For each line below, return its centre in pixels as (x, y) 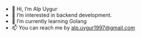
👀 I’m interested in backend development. (62, 15)
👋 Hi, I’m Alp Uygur (34, 9)
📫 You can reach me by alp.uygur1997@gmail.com (73, 28)
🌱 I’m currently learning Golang (49, 21)
